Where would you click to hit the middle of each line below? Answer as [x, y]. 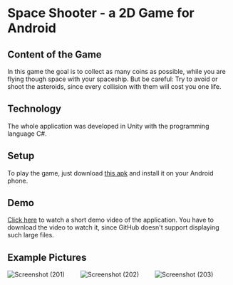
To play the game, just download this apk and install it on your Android [110, 173]
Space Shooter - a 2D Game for [101, 13]
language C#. [27, 134]
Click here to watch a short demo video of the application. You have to [110, 220]
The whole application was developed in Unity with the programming [108, 126]
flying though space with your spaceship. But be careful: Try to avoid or [113, 79]
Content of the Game [55, 54]
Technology [35, 109]
